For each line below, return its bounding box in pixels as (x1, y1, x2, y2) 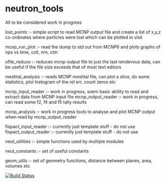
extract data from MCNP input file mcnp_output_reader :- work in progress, (5, 94, 159, 100)
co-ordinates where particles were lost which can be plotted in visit (5, 34, 143, 40)
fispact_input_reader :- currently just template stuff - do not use (5, 123, 135, 129)
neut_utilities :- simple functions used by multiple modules (5, 138, 124, 144)
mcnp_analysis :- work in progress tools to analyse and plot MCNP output (5, 109, 156, 115)
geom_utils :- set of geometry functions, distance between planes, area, (5, 157, 153, 164)
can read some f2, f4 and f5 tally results (5, 99, 87, 105)
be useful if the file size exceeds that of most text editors (5, 64, 121, 70)
